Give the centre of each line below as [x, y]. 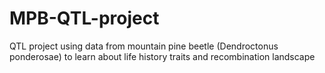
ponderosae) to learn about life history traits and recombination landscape [162, 56]
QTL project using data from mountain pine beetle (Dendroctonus [144, 46]
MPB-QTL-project [84, 18]
